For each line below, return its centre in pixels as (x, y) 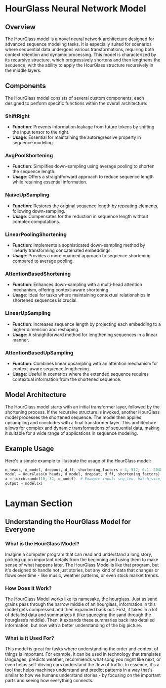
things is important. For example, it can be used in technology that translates (83, 654)
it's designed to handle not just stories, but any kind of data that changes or (82, 570)
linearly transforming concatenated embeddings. (62, 250)
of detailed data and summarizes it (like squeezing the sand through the (78, 615)
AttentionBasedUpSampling (39, 352)
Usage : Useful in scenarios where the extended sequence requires (81, 374)
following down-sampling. (39, 211)
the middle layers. (23, 70)
